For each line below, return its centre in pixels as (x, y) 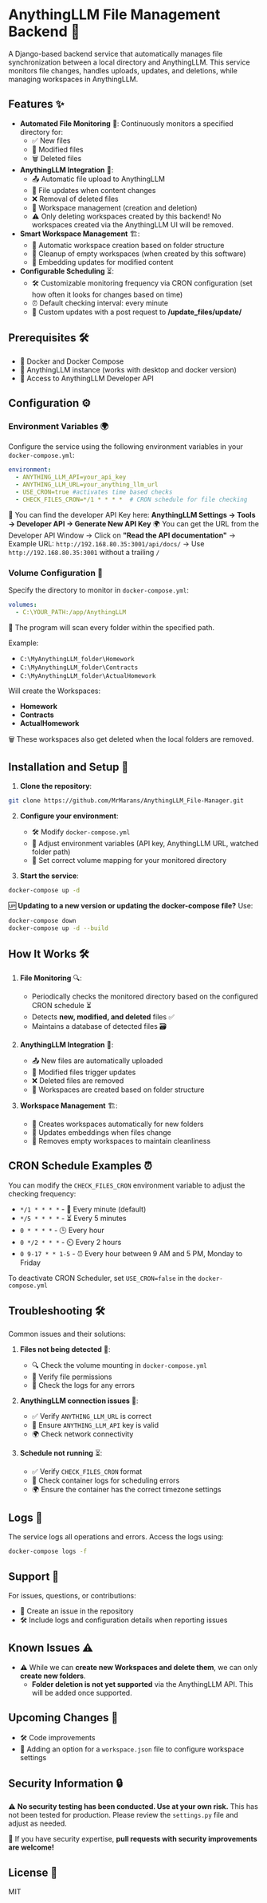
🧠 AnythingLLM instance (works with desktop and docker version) (128, 369)
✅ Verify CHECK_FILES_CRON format (87, 1472)
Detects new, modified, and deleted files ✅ (103, 1017)
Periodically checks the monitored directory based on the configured (145, 996)
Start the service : (49, 876)
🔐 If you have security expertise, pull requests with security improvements (133, 1839)
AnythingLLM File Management (114, 15)
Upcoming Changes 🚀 (63, 1718)
